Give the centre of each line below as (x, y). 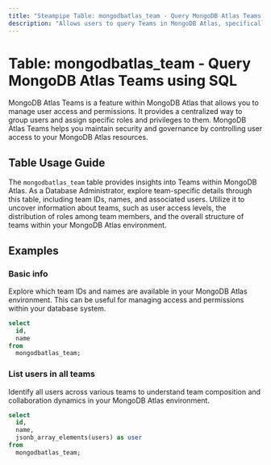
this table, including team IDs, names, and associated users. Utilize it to (127, 200)
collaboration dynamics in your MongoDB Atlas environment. (109, 400)
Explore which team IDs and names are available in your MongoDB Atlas (128, 291)
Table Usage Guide (57, 163)
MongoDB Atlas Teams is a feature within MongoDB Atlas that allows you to (134, 103)
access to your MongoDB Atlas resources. (78, 137)
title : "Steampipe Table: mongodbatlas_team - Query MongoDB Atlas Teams (135, 16)
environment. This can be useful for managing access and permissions (126, 299)
